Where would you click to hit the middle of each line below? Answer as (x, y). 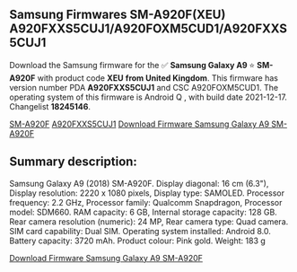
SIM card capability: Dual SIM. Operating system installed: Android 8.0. (140, 231)
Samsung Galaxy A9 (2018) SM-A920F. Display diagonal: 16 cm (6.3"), (139, 183)
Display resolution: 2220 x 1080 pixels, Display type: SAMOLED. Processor (147, 193)
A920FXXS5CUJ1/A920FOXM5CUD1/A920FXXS (148, 29)
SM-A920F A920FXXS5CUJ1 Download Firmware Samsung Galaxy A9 (140, 124)
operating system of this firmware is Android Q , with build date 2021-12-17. (148, 97)
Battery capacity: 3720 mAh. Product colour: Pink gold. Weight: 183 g (138, 241)
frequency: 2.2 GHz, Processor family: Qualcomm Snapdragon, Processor (146, 202)
